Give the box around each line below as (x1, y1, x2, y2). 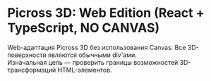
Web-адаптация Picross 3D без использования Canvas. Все (7, 43, 186, 51)
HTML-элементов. (57, 66, 112, 74)
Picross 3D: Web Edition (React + (7, 5, 205, 21)
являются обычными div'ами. (48, 51, 138, 59)
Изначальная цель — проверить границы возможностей (7, 58, 179, 66)
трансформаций (7, 66, 56, 74)
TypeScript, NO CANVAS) (7, 20, 160, 36)
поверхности (7, 51, 47, 59)
